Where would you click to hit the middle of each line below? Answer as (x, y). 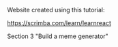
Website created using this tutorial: (56, 10)
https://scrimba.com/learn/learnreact (59, 23)
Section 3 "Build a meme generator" (58, 36)
